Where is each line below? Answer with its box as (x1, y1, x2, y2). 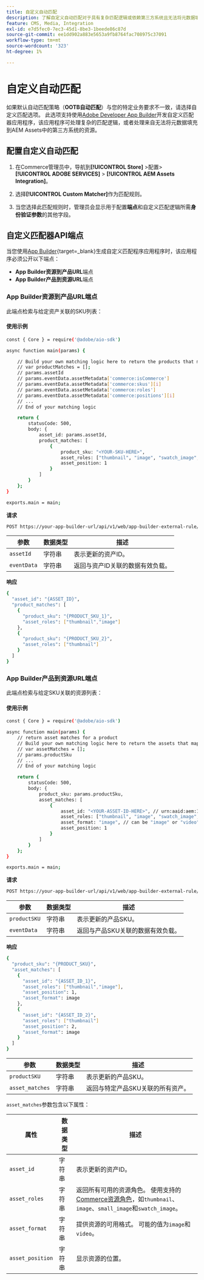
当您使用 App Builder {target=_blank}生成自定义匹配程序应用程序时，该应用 (6, 247, 192, 255)
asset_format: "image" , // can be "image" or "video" (60, 819, 200, 826)
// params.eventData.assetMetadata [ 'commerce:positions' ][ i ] (17, 393, 175, 399)
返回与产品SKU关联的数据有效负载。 (76, 926, 181, 935)
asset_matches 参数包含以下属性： (6, 1101, 90, 1108)
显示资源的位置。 (76, 1254, 126, 1263)
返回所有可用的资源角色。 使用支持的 (76, 1186, 182, 1195)
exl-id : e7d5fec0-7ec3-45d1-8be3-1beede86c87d (6, 26, 126, 32)
